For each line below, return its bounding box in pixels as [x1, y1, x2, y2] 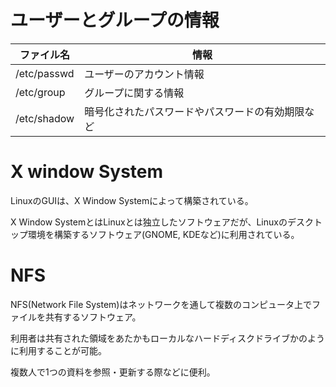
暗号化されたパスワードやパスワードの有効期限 [84, 104, 305, 118]
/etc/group [15, 85, 66, 99]
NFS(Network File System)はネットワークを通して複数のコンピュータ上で [10, 298, 313, 310]
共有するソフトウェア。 [44, 311, 142, 323]
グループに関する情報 [84, 86, 185, 100]
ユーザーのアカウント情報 [84, 67, 205, 81]
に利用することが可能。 [10, 344, 107, 356]
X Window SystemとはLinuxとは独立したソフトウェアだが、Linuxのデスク [10, 216, 314, 228]
